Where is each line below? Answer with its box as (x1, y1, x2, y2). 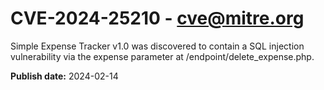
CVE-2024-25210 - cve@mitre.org (10, 7, 305, 30)
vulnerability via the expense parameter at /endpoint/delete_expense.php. (10, 50, 315, 62)
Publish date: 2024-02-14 (10, 70, 119, 82)
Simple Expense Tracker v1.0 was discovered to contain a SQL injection (10, 40, 305, 52)
